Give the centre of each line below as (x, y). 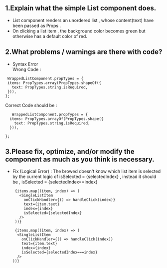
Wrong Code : (27, 69)
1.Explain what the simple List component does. (81, 8)
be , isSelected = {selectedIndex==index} (55, 182)
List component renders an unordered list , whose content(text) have (83, 20)
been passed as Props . (37, 25)
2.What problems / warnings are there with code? (84, 52)
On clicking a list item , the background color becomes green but (79, 31)
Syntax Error (25, 64)
